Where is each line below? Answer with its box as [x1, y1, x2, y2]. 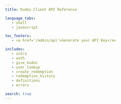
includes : [5, 47, 25, 52]
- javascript [11, 25, 38, 30]
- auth [11, 56, 25, 60]
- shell [11, 20, 27, 25]
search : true [5, 91, 32, 96]
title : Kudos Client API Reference [5, 7, 77, 12]
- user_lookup [11, 65, 40, 70]
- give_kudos [11, 60, 38, 65]
